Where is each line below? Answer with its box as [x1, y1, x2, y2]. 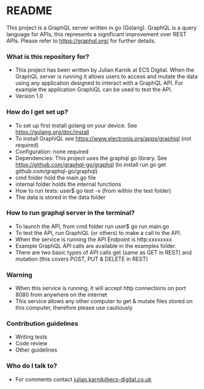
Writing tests [15, 333, 48, 341]
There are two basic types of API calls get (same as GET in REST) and [15, 248, 192, 256]
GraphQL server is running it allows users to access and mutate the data [15, 73, 198, 80]
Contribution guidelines [6, 320, 78, 328]
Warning [6, 271, 32, 279]
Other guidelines [15, 346, 58, 353]
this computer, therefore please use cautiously [15, 304, 133, 312]
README [6, 4, 53, 18]
